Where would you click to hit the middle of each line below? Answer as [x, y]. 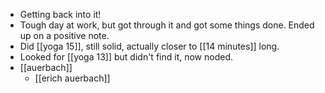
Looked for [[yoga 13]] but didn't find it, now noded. [126, 57]
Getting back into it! [60, 14]
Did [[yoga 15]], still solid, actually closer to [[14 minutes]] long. [149, 46]
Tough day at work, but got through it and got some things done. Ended [167, 25]
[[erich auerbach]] [72, 78]
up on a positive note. [64, 35]
